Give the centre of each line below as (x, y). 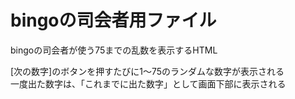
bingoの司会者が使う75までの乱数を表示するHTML (114, 50)
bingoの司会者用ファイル (113, 20)
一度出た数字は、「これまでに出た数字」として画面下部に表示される (148, 83)
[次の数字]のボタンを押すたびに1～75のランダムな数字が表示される (147, 71)
